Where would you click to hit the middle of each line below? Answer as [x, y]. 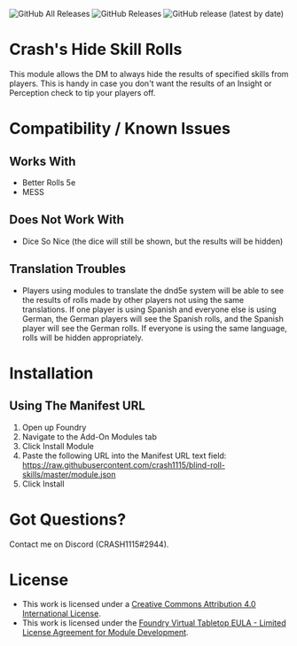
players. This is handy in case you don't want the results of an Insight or [141, 83]
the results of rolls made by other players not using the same [133, 300]
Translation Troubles [68, 269]
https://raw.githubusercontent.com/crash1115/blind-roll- [124, 464]
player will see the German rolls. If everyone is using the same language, [155, 328]
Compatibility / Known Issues [120, 129]
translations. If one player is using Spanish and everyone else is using [149, 309]
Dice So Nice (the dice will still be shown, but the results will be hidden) [152, 241]
